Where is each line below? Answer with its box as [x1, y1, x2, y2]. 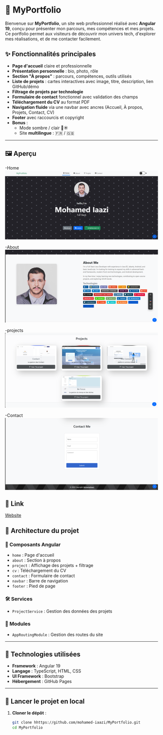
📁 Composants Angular [5, 541, 61, 548]
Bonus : [12, 120, 28, 125]
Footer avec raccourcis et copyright [12, 114, 84, 120]
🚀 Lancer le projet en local [5, 697, 85, 705]
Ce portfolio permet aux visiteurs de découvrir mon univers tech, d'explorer [5, 31, 156, 36]
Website [5, 513, 22, 518]
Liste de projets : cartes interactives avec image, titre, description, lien [12, 78, 154, 84]
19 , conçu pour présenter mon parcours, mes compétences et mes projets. [5, 25, 155, 31]
